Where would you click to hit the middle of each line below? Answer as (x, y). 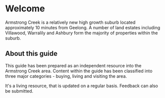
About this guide (31, 54)
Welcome (25, 9)
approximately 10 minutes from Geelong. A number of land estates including (82, 27)
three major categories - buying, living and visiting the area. (66, 76)
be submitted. (19, 91)
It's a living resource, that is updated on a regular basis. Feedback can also (82, 86)
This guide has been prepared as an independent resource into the (73, 65)
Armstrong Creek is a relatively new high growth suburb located (70, 22)
